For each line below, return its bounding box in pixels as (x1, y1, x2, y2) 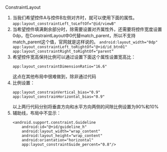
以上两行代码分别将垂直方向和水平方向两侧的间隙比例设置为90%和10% (12, 104, 159, 110)
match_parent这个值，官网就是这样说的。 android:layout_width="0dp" (12, 39, 158, 45)
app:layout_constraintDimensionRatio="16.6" (12, 64, 107, 69)
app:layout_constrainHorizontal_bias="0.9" (12, 94, 105, 99)
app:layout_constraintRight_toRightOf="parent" (12, 49, 114, 54)
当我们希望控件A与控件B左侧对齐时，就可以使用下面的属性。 (12, 15, 137, 21)
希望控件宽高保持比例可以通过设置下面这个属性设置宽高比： (12, 54, 136, 60)
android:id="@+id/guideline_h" (22, 124, 87, 129)
